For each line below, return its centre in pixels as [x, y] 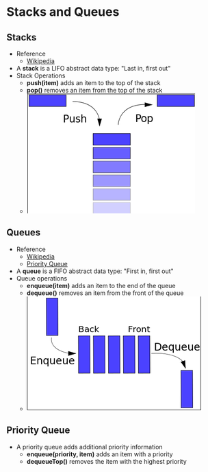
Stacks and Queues [63, 12]
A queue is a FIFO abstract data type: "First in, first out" [95, 271]
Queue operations [42, 278]
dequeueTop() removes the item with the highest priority [107, 461]
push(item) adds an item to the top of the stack [93, 83]
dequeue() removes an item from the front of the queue [105, 293]
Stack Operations [41, 75]
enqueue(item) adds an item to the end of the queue [101, 285]
